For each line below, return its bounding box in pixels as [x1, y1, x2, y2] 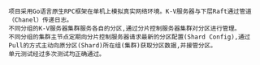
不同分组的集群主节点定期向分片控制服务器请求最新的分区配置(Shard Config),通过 [8, 33, 250, 41]
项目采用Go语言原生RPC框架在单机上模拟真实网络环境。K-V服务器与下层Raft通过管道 [8, 7, 252, 15]
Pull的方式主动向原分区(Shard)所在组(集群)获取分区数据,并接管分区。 [8, 42, 217, 50]
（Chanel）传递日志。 [8, 16, 73, 24]
